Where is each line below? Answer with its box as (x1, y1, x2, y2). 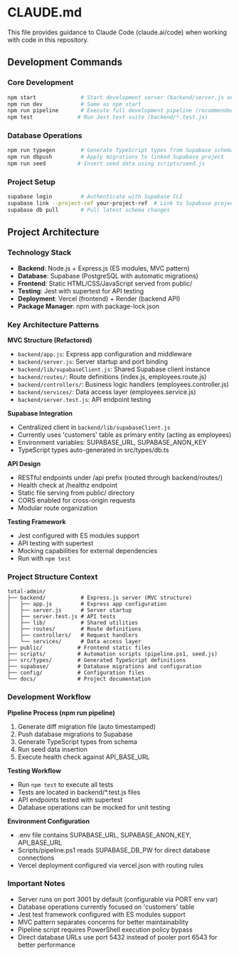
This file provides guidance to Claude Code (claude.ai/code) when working (7, 28, 228, 36)
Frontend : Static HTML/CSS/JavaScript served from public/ (17, 279, 193, 288)
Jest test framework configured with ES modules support (17, 910, 186, 918)
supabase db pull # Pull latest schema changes (7, 206, 171, 214)
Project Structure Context (7, 572, 98, 582)
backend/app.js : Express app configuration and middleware (17, 349, 192, 358)
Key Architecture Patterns (7, 319, 100, 329)
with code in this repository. (7, 35, 89, 44)
